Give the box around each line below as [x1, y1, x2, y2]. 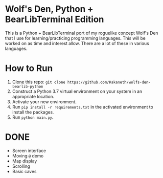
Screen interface [12, 148, 47, 154]
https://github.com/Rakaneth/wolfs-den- [67, 80, 151, 85]
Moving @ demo [12, 153, 44, 158]
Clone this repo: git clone [12, 79, 66, 85]
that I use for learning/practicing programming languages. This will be [5, 35, 146, 41]
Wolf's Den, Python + [5, 3, 94, 15]
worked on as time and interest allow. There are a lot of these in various [5, 40, 149, 46]
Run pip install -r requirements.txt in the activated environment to [12, 104, 153, 110]
